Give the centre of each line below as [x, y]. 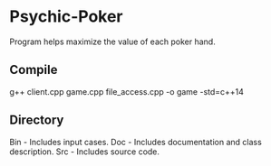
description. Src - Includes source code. [85, 152]
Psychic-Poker [67, 17]
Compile [34, 70]
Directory [37, 120]
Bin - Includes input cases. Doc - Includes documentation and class [136, 142]
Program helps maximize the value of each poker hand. [112, 41]
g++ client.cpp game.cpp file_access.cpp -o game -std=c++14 [127, 91]
